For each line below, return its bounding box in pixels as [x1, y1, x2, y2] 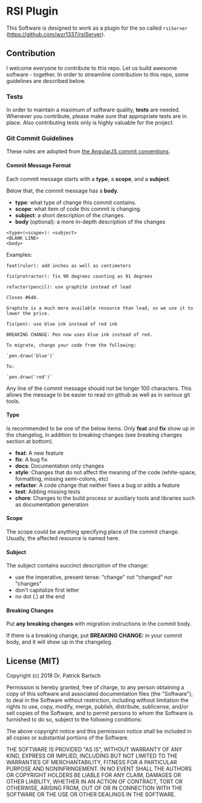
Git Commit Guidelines [6, 134, 74, 142]
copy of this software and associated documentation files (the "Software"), [6, 690, 194, 698]
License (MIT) [6, 656, 60, 666]
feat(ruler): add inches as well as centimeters [6, 262, 131, 269]
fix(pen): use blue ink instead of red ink [6, 321, 118, 327]
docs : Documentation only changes [15, 462, 105, 469]
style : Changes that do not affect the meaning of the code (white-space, [15, 468, 197, 476]
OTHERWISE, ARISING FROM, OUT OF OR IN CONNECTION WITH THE [6, 784, 183, 791]
